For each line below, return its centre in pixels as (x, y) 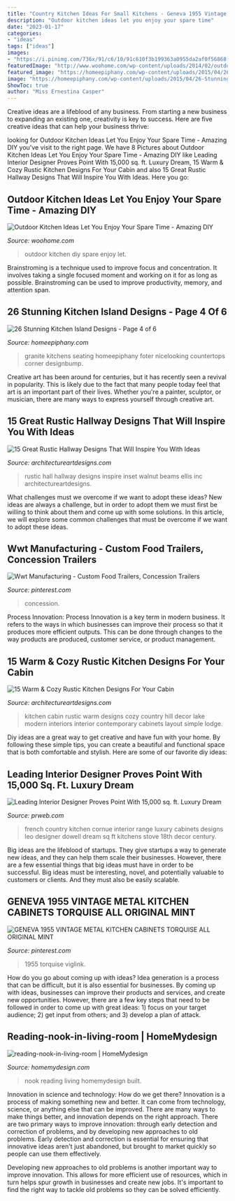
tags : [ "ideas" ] (31, 46)
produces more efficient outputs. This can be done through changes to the (115, 632)
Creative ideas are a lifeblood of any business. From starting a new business (117, 112)
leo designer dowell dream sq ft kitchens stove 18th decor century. (120, 836)
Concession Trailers (52, 559)
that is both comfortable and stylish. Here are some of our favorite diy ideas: (117, 752)
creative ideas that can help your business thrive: (78, 127)
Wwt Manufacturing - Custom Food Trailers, (106, 549)
